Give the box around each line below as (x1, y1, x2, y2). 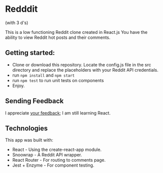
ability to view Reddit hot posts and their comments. (5, 34, 111, 40)
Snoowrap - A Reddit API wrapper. (12, 152, 82, 158)
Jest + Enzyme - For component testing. (12, 162, 95, 168)
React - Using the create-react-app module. (12, 146, 102, 153)
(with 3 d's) (5, 20, 29, 26)
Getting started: (5, 49, 55, 57)
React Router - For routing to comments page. (12, 157, 106, 163)
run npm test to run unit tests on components (12, 77, 104, 83)
